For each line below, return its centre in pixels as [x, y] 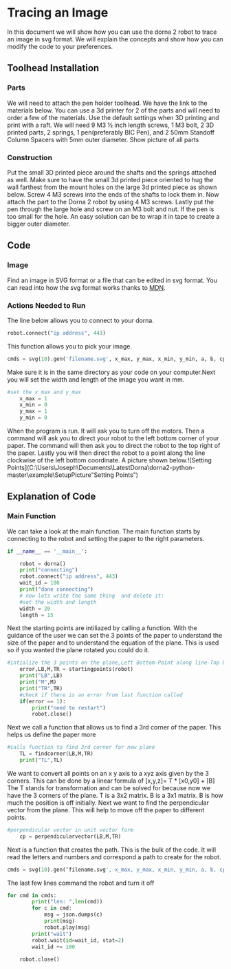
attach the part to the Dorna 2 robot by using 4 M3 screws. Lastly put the [111, 202]
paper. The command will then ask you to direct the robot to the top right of [114, 446]
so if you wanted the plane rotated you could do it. [78, 650]
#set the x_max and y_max [44, 392]
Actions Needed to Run [46, 305]
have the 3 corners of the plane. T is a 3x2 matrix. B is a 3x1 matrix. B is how [115, 795]
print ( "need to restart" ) [69, 708]
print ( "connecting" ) [49, 570]
